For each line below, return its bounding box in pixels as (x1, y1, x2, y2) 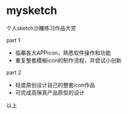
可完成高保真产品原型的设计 (15, 89, 85, 96)
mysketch (6, 4, 58, 18)
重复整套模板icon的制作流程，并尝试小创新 (15, 56, 122, 64)
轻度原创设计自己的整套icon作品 (15, 81, 95, 89)
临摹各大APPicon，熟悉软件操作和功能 (15, 49, 111, 56)
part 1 (6, 36, 21, 44)
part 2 (6, 69, 22, 76)
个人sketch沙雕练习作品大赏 (6, 24, 76, 32)
